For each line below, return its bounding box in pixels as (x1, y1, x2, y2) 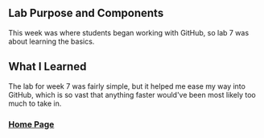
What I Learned (8, 60, 87, 73)
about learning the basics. (8, 36, 95, 46)
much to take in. (8, 98, 62, 108)
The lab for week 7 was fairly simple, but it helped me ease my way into (8, 81, 245, 91)
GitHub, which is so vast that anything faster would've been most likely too (8, 90, 256, 99)
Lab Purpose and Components (8, 6, 164, 20)
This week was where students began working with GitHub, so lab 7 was (8, 27, 250, 37)
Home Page (8, 119, 55, 130)
